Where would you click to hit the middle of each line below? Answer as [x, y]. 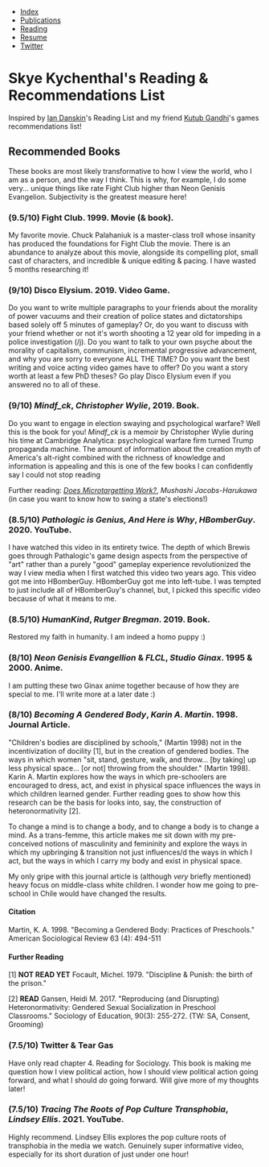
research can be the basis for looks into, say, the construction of [115, 802]
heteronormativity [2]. [45, 811]
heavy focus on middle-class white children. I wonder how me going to [126, 884]
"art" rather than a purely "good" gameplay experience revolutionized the [130, 564]
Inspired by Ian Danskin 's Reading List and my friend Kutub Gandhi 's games [134, 118]
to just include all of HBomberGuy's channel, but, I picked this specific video [134, 590]
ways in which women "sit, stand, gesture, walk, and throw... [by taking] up [132, 759]
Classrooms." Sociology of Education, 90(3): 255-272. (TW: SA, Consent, [129, 1016]
